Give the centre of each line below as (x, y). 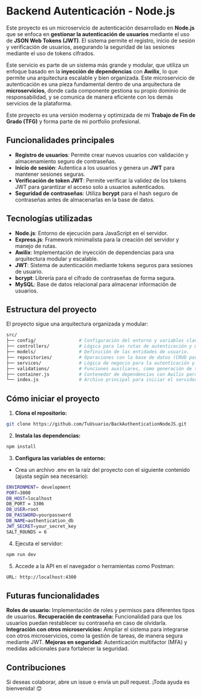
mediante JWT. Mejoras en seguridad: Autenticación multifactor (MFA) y (97, 642)
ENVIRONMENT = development (38, 487)
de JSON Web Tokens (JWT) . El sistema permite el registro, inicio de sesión (101, 40)
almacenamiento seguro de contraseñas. (66, 161)
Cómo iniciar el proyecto (53, 398)
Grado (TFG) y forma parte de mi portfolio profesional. (74, 121)
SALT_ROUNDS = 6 (26, 532)
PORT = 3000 (19, 493)
